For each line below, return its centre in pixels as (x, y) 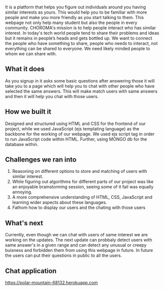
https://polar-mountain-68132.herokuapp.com (51, 283)
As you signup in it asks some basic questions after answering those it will (80, 81)
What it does (25, 69)
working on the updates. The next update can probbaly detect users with (79, 240)
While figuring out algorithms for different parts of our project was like (83, 182)
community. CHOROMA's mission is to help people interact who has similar (81, 28)
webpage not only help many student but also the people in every (71, 22)
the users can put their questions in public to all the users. (64, 255)
